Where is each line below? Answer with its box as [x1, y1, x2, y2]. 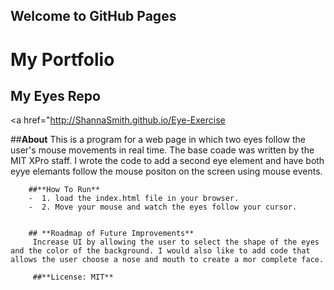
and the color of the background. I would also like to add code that [10, 246, 311, 256]
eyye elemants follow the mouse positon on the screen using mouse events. [10, 165, 323, 178]
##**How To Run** [28, 185, 101, 195]
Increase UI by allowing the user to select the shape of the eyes [32, 237, 320, 248]
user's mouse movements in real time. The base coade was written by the [10, 144, 315, 156]
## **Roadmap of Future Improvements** [28, 229, 195, 239]
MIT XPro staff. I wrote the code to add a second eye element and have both [10, 155, 325, 167]
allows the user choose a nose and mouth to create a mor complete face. [10, 255, 325, 265]
